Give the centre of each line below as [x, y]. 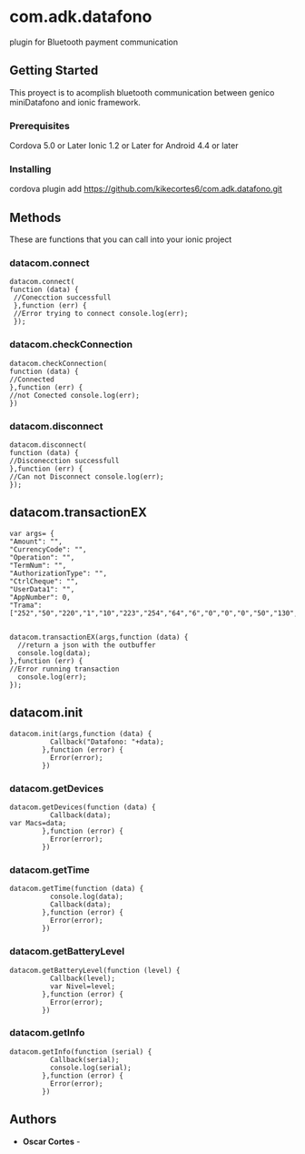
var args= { [32, 533]
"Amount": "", [36, 542]
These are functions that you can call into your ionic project [121, 239]
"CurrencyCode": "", [49, 549]
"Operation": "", [42, 557]
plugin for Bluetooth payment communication [94, 42]
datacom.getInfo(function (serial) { [81, 1052]
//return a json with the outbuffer [87, 645]
